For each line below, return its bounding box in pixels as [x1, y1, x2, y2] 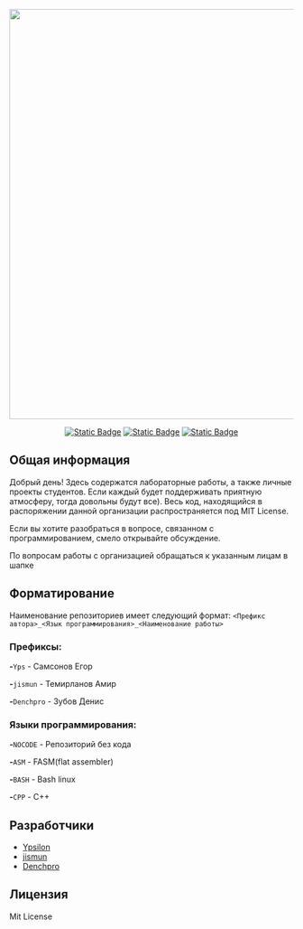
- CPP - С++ [9, 792, 50, 802]
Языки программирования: [9, 718, 137, 731]
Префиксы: [9, 640, 62, 652]
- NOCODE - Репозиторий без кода [9, 739, 132, 750]
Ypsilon [22, 841, 51, 853]
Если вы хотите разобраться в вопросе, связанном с [9, 522, 215, 533]
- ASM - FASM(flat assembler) [9, 756, 115, 767]
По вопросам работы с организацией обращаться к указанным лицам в [9, 549, 289, 560]
